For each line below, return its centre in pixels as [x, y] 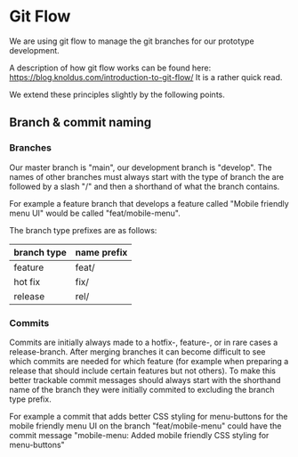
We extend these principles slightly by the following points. [117, 94]
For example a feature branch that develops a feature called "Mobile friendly [149, 203]
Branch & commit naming [81, 122]
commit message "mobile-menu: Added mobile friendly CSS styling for [139, 435]
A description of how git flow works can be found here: [110, 68]
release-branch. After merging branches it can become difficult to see [137, 351]
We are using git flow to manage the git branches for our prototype [132, 41]
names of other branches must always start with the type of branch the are [147, 176]
